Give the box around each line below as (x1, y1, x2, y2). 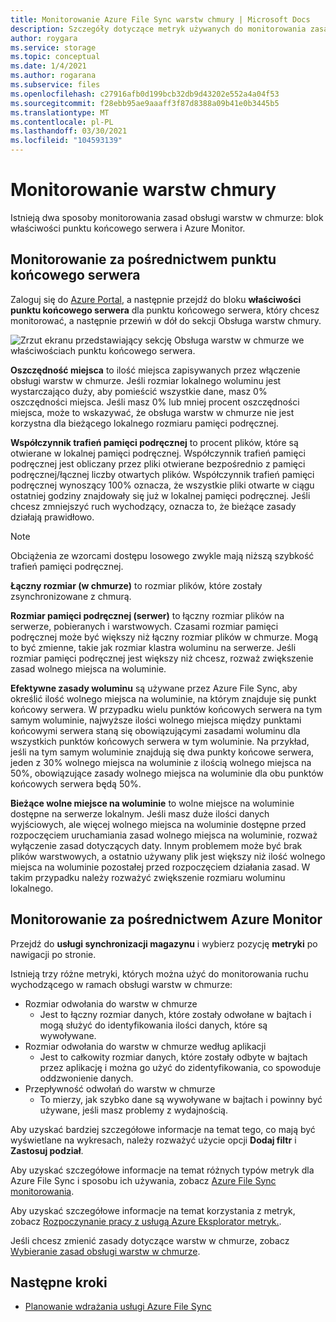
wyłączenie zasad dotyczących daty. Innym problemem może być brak (10, 839, 303, 851)
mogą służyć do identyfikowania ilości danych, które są (39, 1019, 268, 1031)
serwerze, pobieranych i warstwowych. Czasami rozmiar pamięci (10, 620, 279, 632)
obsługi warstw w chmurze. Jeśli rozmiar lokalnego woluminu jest (10, 374, 282, 386)
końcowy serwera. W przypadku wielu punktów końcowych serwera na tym (10, 703, 323, 715)
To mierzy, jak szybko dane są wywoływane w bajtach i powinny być (39, 1093, 323, 1105)
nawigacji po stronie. (10, 948, 97, 960)
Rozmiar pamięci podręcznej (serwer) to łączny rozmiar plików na (10, 609, 285, 621)
